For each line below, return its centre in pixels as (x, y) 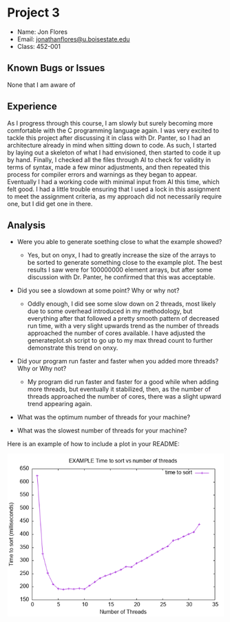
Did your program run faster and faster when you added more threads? (118, 361)
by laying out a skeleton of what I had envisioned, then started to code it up (114, 152)
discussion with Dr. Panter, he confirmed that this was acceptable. (121, 277)
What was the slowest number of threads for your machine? (102, 431)
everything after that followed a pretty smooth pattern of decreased (123, 319)
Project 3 (33, 13)
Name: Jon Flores (42, 32)
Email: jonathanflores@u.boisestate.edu (73, 39)
